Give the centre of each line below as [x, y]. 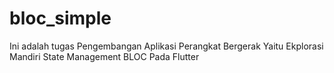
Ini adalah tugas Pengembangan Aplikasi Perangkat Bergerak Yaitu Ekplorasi [166, 46]
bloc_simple [60, 18]
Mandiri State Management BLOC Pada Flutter [104, 56]
